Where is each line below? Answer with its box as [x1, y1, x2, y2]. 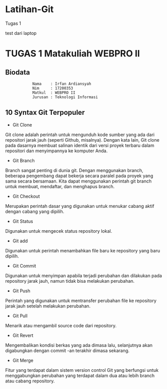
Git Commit [12, 263, 36, 269]
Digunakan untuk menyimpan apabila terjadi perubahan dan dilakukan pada [5, 272, 162, 279]
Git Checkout [12, 193, 40, 199]
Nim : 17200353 [32, 85, 73, 91]
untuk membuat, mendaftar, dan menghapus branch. [5, 183, 115, 189]
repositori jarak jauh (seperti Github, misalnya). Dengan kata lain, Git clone [5, 137, 160, 143]
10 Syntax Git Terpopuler [5, 108, 85, 117]
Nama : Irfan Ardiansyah [32, 81, 92, 87]
